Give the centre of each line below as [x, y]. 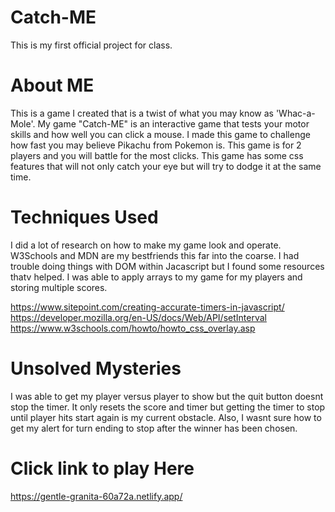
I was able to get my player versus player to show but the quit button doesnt [167, 396]
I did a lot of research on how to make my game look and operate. [146, 245]
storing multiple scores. [59, 287]
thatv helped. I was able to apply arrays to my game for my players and [156, 277]
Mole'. [23, 123]
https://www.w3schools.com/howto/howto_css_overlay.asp [133, 328]
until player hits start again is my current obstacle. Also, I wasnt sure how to [166, 417]
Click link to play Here [102, 468]
